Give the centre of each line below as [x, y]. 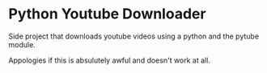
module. [22, 44]
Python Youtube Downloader [107, 14]
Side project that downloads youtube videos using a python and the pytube [134, 36]
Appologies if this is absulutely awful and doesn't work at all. [109, 60]
